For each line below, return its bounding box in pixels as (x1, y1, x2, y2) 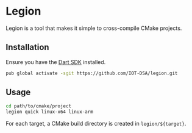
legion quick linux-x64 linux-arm (5, 109, 94, 115)
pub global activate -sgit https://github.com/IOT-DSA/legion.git (5, 70, 178, 76)
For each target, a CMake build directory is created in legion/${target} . (5, 120, 187, 128)
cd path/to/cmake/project (5, 103, 71, 109)
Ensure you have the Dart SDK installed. (5, 58, 106, 65)
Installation (5, 42, 49, 52)
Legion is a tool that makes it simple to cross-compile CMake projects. (5, 24, 182, 32)
